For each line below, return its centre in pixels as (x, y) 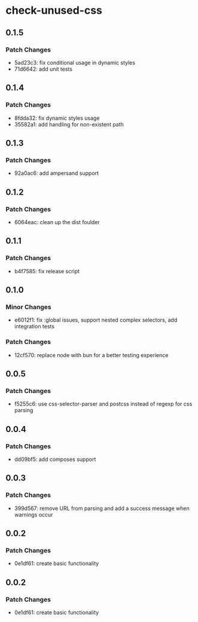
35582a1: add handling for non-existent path (69, 124)
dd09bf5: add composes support (55, 459)
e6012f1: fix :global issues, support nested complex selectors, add (96, 320)
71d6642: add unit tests (43, 69)
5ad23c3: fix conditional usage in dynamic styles (75, 62)
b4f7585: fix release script (47, 271)
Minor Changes (28, 307)
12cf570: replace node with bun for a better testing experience (91, 355)
